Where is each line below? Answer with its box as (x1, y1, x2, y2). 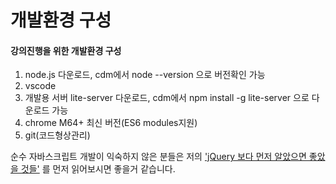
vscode (24, 80, 57, 92)
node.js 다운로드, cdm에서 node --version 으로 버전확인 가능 (24, 69, 266, 81)
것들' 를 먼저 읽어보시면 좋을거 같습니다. (20, 163, 176, 175)
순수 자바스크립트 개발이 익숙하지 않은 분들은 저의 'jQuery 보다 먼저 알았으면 (10, 151, 307, 163)
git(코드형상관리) (24, 129, 91, 141)
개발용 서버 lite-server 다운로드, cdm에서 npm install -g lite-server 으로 (24, 92, 310, 104)
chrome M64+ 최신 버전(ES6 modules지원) (24, 117, 198, 129)
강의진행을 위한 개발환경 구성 (10, 44, 122, 56)
